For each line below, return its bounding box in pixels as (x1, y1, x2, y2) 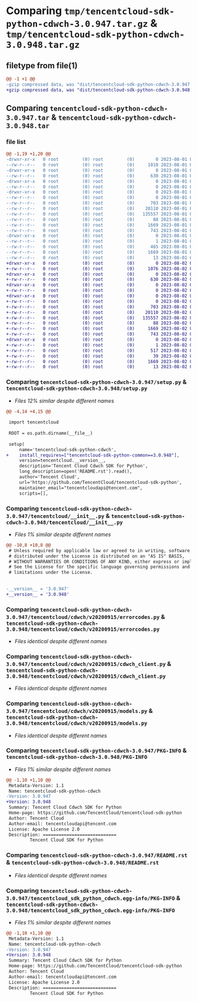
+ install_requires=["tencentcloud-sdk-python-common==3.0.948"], (6, 452, 180, 458)
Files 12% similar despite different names (14, 397, 114, 404)
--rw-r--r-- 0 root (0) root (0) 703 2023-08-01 (6, 200, 188, 206)
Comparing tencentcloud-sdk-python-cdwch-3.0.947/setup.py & (6, 378, 187, 386)
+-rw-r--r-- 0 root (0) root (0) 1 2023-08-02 (6, 342, 188, 348)
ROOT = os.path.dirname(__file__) (8, 431, 93, 436)
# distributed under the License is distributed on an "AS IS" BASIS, (8, 553, 185, 559)
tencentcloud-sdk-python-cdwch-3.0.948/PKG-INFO (6, 754, 148, 761)
